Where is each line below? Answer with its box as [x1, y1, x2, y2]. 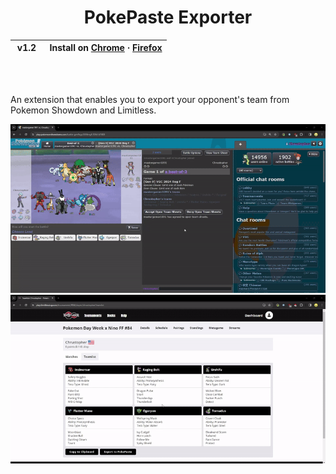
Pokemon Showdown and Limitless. [10, 104, 157, 116]
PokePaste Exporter [83, 6, 253, 29]
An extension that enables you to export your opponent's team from [10, 93, 290, 105]
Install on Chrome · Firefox [49, 42, 163, 54]
